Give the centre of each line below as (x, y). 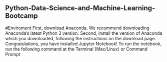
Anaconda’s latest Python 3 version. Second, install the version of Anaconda (84, 33)
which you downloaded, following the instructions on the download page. (81, 38)
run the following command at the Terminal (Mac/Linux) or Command (76, 49)
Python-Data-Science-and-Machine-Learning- (80, 8)
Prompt (13, 54)
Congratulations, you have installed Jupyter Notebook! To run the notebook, (83, 44)
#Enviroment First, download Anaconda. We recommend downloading (77, 28)
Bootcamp (22, 16)
